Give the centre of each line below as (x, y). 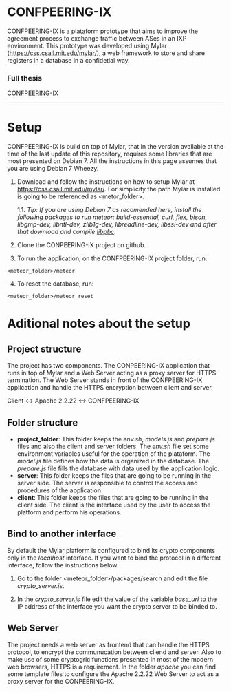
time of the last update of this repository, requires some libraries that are (110, 154)
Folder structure (43, 422)
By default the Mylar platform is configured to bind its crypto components (111, 550)
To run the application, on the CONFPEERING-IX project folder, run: (112, 258)
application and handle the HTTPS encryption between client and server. (110, 388)
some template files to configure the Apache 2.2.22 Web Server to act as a (113, 674)
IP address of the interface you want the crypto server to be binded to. (117, 606)
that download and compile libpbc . (67, 232)
